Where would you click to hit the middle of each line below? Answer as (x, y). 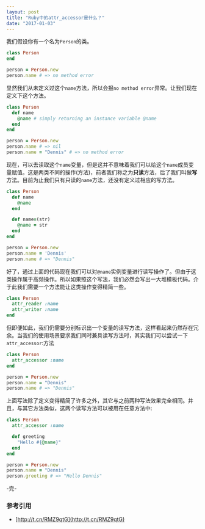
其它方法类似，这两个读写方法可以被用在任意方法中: (87, 408)
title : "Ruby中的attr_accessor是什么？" (56, 18)
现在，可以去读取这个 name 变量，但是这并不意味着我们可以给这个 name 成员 (98, 164)
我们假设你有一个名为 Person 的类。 (49, 42)
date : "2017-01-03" (31, 23)
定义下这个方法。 (28, 95)
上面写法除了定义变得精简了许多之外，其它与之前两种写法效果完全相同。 (97, 401)
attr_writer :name (35, 310)
